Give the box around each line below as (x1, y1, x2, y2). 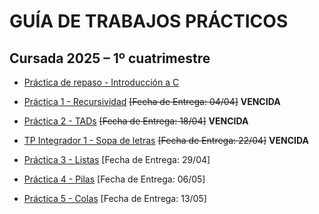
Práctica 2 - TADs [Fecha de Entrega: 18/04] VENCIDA (23, 115, 249, 127)
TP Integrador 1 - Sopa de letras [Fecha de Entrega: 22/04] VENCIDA (23, 135, 309, 146)
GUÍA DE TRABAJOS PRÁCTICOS (9, 10, 289, 33)
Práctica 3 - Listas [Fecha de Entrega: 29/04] (23, 154, 211, 165)
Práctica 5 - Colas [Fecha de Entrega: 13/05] (23, 193, 207, 204)
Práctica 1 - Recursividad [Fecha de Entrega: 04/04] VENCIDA (23, 96, 281, 107)
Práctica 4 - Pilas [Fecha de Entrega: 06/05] (23, 173, 206, 185)
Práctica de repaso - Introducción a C (23, 76, 180, 88)
